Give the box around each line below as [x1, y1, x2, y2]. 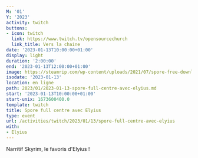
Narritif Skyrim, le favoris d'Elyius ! [6, 145, 90, 152]
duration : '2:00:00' [6, 58, 57, 64]
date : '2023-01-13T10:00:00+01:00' [6, 47, 94, 53]
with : [6, 124, 19, 130]
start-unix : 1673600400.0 [6, 96, 70, 102]
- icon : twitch [6, 31, 44, 37]
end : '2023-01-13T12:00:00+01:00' [6, 63, 91, 70]
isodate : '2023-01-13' [6, 74, 62, 80]
